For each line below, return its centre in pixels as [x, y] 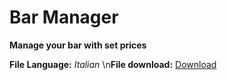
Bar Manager [64, 17]
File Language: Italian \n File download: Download [113, 64]
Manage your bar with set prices [78, 45]
